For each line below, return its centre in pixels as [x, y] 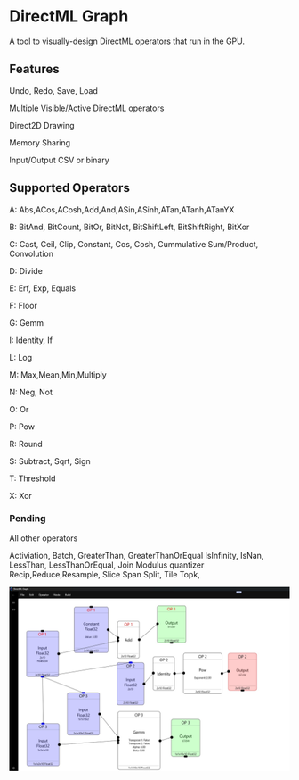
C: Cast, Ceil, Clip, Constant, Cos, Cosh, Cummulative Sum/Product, [134, 244]
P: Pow [22, 427]
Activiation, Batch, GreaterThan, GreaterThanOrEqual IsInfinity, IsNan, [137, 555]
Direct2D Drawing [42, 125]
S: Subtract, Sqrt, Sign [50, 461]
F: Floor [23, 305]
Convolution [31, 253]
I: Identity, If [31, 340]
